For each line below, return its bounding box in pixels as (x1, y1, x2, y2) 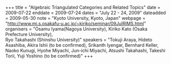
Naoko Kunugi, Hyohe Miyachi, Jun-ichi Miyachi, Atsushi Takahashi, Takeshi (5, 48, 166, 53)
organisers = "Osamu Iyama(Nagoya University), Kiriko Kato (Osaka (5, 26, 148, 32)
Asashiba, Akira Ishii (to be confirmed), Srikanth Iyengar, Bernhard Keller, (5, 42, 159, 48)
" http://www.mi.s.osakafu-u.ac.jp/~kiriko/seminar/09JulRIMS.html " (5, 20, 146, 26)
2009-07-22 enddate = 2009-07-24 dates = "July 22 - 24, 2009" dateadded (5, 10, 166, 16)
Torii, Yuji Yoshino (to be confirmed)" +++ (5, 53, 93, 59)
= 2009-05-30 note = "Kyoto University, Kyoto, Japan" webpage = (5, 15, 146, 21)
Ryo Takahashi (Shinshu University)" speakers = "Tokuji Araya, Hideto (5, 37, 153, 43)
